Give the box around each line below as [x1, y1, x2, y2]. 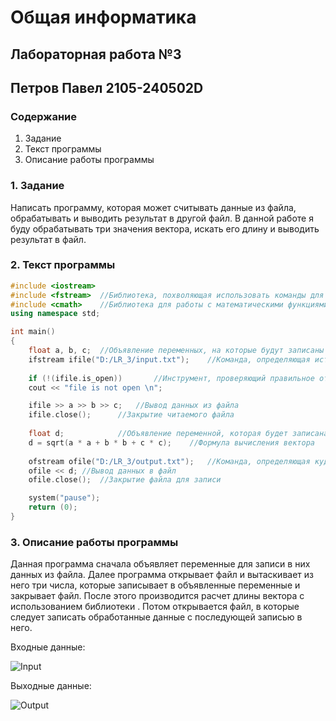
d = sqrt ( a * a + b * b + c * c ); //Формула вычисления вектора [28, 437, 315, 448]
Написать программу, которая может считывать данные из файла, [10, 201, 297, 213]
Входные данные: [10, 641, 86, 653]
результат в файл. [10, 233, 87, 245]
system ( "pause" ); [28, 493, 101, 503]
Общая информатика [10, 6, 197, 29]
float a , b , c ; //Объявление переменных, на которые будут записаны [28, 346, 325, 356]
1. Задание [10, 179, 65, 193]
